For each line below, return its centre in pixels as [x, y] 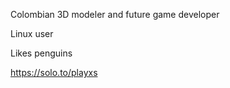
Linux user [32, 33]
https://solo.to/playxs [54, 72]
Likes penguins [41, 53]
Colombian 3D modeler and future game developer [115, 14]
